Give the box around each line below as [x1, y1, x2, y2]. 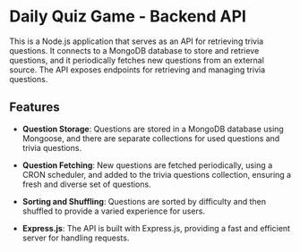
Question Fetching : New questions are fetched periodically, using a [21, 159, 273, 171]
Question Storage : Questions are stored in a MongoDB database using [21, 123, 284, 134]
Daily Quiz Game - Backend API [9, 6, 246, 27]
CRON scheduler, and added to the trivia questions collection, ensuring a [21, 169, 292, 180]
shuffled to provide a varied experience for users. [21, 206, 206, 216]
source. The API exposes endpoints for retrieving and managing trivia [9, 64, 266, 75]
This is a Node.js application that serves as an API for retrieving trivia [9, 36, 264, 46]
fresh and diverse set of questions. [21, 179, 151, 189]
